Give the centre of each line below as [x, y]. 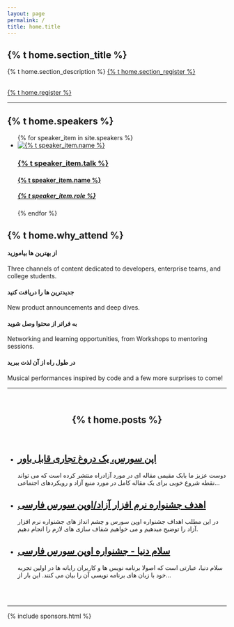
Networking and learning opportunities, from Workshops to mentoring [107, 339]
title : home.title [34, 27]
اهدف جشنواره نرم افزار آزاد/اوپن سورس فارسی [112, 505]
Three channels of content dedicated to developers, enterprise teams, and [114, 269]
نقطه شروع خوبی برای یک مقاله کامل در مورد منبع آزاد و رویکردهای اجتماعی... [119, 483]
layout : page [26, 14]
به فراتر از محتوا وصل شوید [42, 323]
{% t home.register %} [39, 93]
